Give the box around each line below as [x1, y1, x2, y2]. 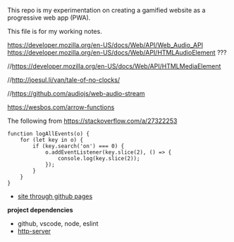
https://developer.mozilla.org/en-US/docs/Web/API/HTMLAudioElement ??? [7, 49, 227, 56]
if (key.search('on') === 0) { [32, 143, 125, 150]
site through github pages [17, 192, 93, 200]
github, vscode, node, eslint [17, 219, 99, 228]
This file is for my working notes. [7, 28, 102, 35]
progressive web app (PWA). [7, 13, 91, 22]
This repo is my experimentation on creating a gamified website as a [7, 6, 206, 14]
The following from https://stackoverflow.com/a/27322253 [7, 116, 178, 125]
